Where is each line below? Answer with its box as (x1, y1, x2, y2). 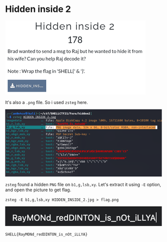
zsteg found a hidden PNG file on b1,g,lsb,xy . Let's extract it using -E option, (5, 182, 162, 188)
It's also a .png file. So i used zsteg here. (5, 99, 88, 105)
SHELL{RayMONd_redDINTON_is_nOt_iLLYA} (5, 232, 88, 237)
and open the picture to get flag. (5, 187, 71, 193)
